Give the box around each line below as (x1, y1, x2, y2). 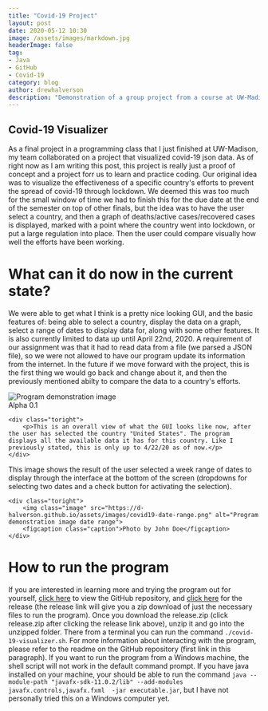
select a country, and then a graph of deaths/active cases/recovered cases (8, 212, 255, 222)
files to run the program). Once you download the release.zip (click (8, 610, 229, 619)
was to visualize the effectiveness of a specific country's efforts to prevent (8, 178, 254, 188)
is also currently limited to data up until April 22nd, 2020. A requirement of (8, 334, 253, 343)
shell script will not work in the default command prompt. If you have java (8, 661, 250, 670)
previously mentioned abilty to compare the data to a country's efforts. (8, 377, 241, 385)
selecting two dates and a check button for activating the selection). (8, 482, 232, 491)
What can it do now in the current (8, 265, 234, 283)
